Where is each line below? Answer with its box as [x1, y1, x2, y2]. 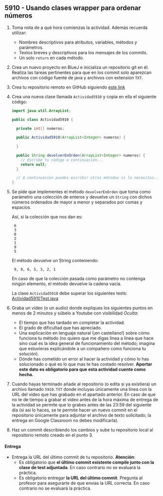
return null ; [20, 162, 47, 167]
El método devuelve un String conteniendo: [11, 258, 99, 264]
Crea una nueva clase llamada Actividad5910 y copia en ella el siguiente [11, 93, 157, 99]
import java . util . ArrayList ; [11, 108, 71, 113]
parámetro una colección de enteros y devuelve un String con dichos [11, 194, 152, 200]
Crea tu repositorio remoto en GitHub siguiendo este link [11, 84, 125, 90]
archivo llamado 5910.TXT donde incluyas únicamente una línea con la [11, 386, 152, 392]
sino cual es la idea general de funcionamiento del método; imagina [19, 340, 155, 346]
